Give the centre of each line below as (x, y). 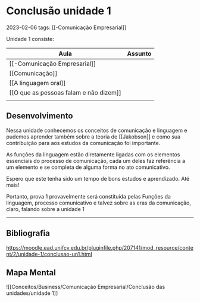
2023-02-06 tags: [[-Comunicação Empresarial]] (66, 27)
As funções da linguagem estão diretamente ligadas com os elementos (93, 154)
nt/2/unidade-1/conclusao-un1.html (49, 254)
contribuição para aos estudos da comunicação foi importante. (83, 143)
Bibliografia (28, 233)
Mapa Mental (31, 273)
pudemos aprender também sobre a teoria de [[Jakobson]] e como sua (93, 136)
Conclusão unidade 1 (59, 11)
